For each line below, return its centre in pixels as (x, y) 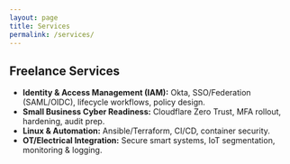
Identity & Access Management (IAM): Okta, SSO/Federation (136, 93)
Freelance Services (64, 71)
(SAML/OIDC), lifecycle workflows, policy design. (113, 102)
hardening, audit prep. (63, 122)
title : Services (40, 26)
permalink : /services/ (52, 34)
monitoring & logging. (62, 150)
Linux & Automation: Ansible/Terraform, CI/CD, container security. (146, 131)
